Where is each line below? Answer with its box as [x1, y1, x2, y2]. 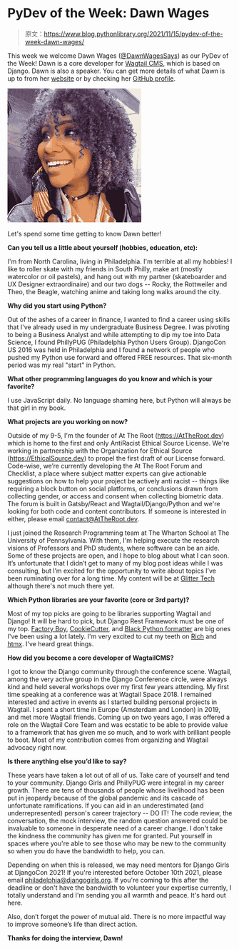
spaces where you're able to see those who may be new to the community [7, 839, 227, 848]
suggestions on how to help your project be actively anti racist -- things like [7, 476, 230, 485]
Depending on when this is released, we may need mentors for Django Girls [7, 860, 230, 869]
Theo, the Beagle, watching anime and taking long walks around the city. [7, 287, 221, 296]
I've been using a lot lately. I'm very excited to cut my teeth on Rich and [7, 632, 218, 641]
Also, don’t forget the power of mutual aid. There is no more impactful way [7, 912, 226, 920]
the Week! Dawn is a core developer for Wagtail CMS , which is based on [7, 59, 220, 67]
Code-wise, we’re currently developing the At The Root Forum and [7, 461, 203, 470]
